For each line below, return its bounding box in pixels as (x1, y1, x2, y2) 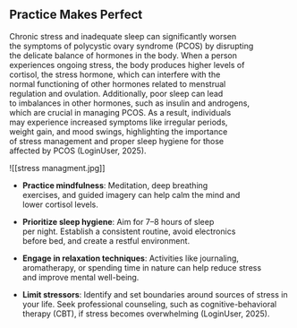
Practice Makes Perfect (9, 7, 143, 22)
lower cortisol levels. (21, 199, 98, 210)
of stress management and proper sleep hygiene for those (9, 135, 225, 146)
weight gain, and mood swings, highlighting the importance (9, 125, 228, 137)
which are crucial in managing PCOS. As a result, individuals (9, 107, 232, 117)
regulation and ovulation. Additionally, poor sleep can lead (9, 88, 224, 99)
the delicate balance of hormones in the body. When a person (9, 49, 237, 61)
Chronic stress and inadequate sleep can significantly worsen (9, 30, 237, 41)
